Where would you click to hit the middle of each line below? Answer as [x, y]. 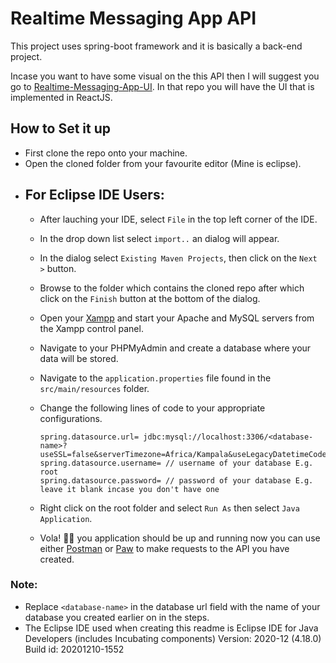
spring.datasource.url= [89, 437]
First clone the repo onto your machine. [106, 153]
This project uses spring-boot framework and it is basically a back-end [156, 46]
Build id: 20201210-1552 [74, 649]
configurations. [71, 418]
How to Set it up [61, 128]
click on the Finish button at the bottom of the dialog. [150, 298]
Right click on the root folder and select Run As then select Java [169, 508]
